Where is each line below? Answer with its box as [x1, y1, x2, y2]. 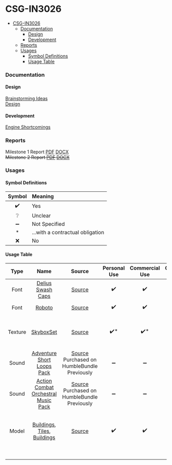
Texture [8, 328, 27, 335]
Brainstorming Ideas [5, 96, 48, 102]
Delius [36, 279, 52, 287]
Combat [34, 384, 54, 391]
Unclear [31, 212, 51, 219]
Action [36, 377, 52, 384]
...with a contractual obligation [31, 228, 104, 236]
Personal [102, 264, 125, 272]
